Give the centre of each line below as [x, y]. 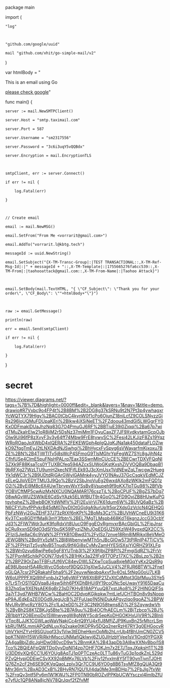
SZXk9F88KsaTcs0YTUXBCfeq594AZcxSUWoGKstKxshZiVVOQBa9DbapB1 [84, 464]
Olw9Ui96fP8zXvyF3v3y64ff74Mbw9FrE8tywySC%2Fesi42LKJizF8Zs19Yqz [85, 437]
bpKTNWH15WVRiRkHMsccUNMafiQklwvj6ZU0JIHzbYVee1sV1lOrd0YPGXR [84, 637]
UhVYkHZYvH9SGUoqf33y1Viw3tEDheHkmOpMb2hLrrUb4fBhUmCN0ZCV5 [85, 631]
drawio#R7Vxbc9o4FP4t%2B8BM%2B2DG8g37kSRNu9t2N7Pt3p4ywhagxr [84, 410]
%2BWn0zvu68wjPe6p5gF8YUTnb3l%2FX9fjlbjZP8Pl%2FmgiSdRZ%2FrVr [83, 550]
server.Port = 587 [25, 129]
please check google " [28, 92]
